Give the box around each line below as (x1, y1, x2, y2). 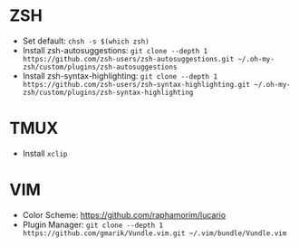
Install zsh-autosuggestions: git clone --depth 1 (22, 44, 208, 55)
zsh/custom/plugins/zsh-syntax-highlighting (22, 88, 194, 97)
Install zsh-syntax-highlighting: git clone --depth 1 (22, 70, 218, 81)
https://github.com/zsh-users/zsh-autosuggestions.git (22, 54, 235, 63)
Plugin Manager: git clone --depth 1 (22, 219, 164, 230)
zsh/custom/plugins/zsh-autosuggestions (22, 62, 178, 71)
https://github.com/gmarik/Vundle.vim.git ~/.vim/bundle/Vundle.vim (22, 228, 287, 238)
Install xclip (22, 147, 68, 158)
